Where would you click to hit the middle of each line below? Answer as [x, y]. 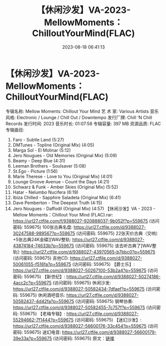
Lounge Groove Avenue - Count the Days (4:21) [61, 181]
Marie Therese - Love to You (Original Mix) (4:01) [62, 176]
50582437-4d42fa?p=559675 [43, 301]
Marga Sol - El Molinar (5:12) [42, 150]
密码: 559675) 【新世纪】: [39, 276]
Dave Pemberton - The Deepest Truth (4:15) [58, 203]
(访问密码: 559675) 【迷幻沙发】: [108, 320]
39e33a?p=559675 [32, 338]
